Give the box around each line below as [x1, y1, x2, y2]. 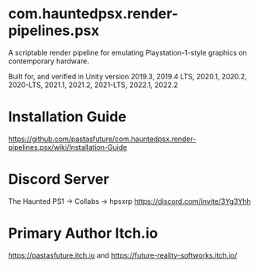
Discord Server [8, 170, 109, 189]
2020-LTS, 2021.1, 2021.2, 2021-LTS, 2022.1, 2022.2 [8, 80, 178, 90]
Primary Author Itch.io [8, 224, 158, 242]
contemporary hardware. [8, 56, 90, 66]
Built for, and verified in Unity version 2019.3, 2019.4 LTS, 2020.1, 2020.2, [8, 71, 247, 81]
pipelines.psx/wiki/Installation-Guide [8, 142, 128, 151]
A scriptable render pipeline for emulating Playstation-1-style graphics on [8, 48, 247, 57]
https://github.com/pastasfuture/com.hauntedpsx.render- [8, 134, 196, 144]
